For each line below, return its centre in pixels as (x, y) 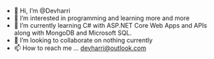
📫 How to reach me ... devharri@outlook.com (80, 48)
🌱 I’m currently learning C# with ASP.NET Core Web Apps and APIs (110, 25)
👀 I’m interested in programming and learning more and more (102, 18)
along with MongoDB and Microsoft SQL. (73, 33)
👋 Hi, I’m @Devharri (42, 11)
